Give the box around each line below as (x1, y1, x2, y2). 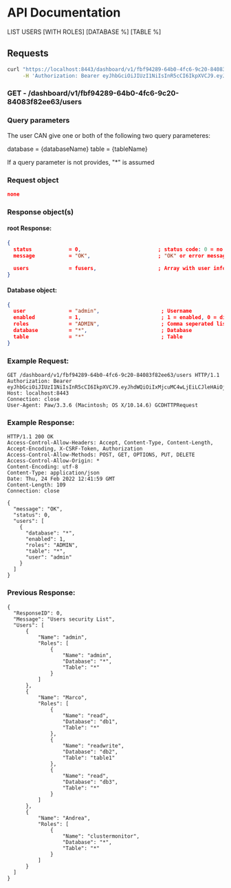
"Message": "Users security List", (13, 615, 115, 623)
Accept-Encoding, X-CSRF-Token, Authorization (7, 446, 143, 453)
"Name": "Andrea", (37, 814, 91, 821)
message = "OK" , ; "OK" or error (13, 252, 205, 259)
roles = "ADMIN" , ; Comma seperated (13, 320, 214, 328)
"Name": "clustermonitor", (62, 832, 140, 840)
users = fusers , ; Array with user (13, 265, 211, 271)
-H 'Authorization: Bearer (22, 72, 100, 79)
